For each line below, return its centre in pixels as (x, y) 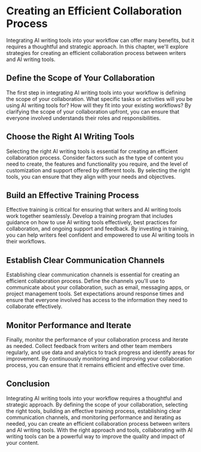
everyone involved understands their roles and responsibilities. (83, 118)
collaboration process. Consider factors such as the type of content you (95, 157)
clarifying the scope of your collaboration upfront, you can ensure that (93, 111)
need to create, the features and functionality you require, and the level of (97, 164)
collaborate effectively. (34, 307)
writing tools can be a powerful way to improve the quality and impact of (95, 436)
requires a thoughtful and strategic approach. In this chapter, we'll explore (97, 47)
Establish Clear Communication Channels (86, 260)
